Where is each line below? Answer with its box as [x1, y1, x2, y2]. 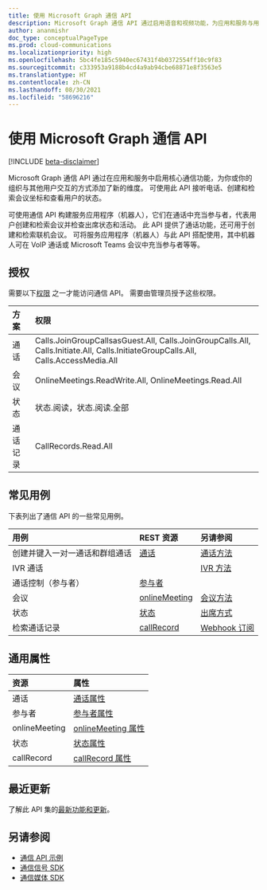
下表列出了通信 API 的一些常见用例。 [8, 511, 129, 520]
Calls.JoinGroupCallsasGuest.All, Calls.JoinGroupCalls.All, [34, 335, 251, 346]
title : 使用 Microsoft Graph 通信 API [8, 11, 133, 20]
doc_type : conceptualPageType [8, 33, 109, 42]
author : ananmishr [8, 26, 69, 34]
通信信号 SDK [19, 863, 65, 872]
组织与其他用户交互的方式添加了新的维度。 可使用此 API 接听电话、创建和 [8, 183, 249, 193]
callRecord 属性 [73, 752, 132, 763]
